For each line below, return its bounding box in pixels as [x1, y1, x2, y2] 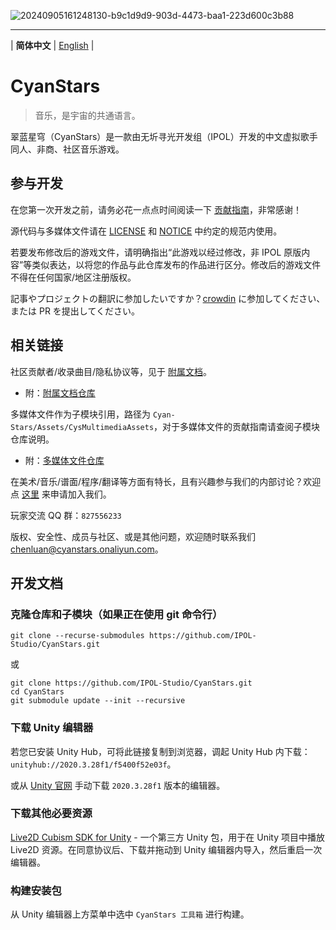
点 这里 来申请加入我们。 [10, 488, 112, 500]
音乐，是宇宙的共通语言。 [34, 109, 141, 121]
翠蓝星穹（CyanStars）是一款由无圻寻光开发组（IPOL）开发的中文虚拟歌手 [10, 130, 318, 142]
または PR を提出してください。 [10, 305, 140, 317]
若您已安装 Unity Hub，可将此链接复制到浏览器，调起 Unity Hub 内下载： [10, 745, 311, 757]
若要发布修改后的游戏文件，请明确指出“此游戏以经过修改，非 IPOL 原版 [10, 246, 302, 258]
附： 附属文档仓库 [24, 386, 96, 399]
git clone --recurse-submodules [10, 631, 145, 641]
